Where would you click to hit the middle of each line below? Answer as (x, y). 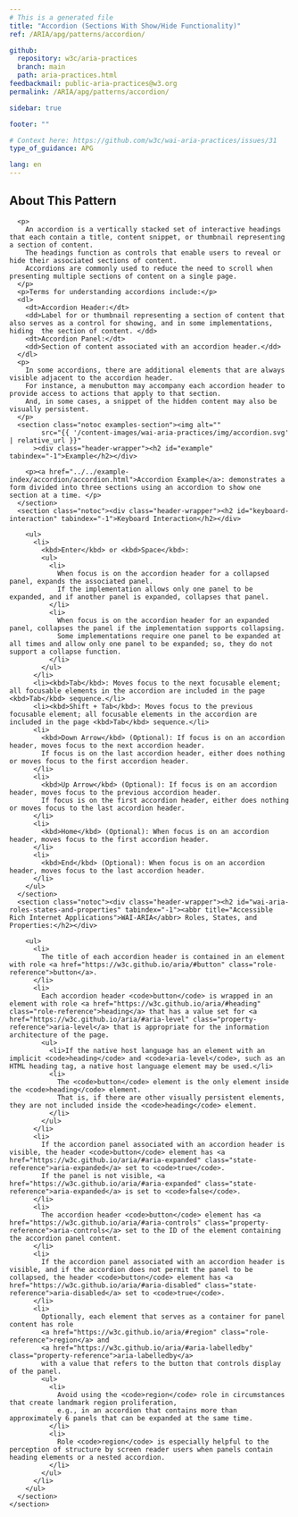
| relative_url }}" (46, 440)
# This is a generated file (62, 17)
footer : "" (29, 124)
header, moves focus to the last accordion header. (107, 871)
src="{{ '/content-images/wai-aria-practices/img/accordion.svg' (166, 433)
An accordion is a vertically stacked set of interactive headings (153, 229)
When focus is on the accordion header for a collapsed (163, 573)
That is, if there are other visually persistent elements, (171, 1097)
